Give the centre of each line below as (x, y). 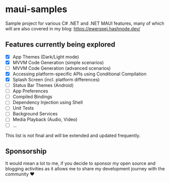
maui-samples (36, 9)
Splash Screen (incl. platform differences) (56, 80)
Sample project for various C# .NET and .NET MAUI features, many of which (85, 23)
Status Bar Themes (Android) (43, 85)
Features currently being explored (60, 45)
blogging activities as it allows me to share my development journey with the (85, 169)
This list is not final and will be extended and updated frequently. (73, 135)
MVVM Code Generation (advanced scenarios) (62, 68)
